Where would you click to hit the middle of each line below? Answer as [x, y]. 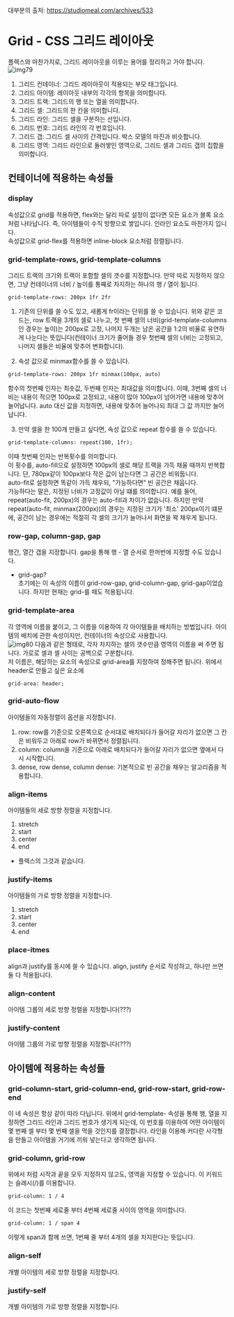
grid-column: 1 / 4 [36, 1196]
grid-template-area [41, 610]
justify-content [34, 1028]
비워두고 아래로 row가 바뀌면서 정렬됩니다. [83, 740]
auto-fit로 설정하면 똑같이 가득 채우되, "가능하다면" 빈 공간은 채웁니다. [103, 482]
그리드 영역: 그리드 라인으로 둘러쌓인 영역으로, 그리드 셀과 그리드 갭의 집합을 [121, 145]
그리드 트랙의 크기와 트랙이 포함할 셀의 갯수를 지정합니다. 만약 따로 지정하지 [110, 275]
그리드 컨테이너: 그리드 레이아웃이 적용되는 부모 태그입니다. [98, 84]
